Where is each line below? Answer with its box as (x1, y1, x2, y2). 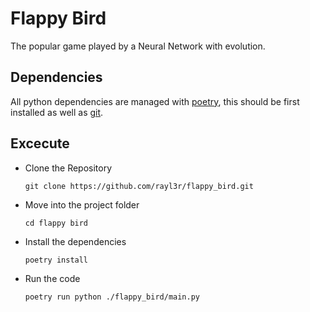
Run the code (24, 272, 81, 284)
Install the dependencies (24, 235, 127, 247)
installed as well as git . (10, 106, 104, 118)
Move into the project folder (24, 198, 140, 211)
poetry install (24, 255, 89, 265)
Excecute (10, 135, 70, 152)
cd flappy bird (24, 218, 89, 228)
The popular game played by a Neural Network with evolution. (10, 40, 266, 52)
